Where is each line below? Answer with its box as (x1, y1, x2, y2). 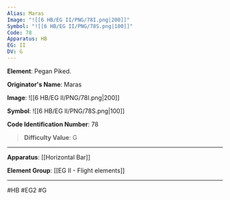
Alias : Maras (7, 10, 44, 17)
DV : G (7, 49, 23, 55)
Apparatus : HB (7, 36, 48, 42)
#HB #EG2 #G (7, 186, 47, 194)
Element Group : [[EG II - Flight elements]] (7, 166, 125, 175)
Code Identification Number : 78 (7, 120, 99, 128)
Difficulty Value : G (23, 133, 77, 141)
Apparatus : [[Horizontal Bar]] (7, 153, 91, 161)
